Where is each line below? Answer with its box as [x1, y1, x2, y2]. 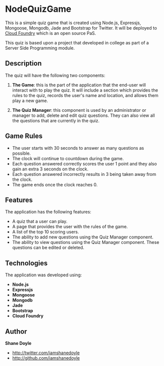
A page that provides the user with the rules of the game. [12, 224, 128, 230]
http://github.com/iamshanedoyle [12, 355, 80, 361]
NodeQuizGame [5, 3, 72, 15]
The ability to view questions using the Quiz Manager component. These [12, 239, 160, 245]
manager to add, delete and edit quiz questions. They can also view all [12, 112, 155, 118]
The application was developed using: [5, 272, 82, 278]
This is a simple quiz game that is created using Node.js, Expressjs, [5, 20, 141, 26]
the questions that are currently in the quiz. [12, 117, 100, 124]
